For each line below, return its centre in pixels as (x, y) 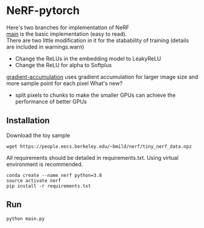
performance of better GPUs (51, 102)
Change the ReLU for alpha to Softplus (63, 65)
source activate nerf (34, 181)
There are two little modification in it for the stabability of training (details (98, 40)
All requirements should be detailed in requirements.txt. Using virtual (92, 157)
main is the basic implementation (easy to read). (67, 33)
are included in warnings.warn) (45, 47)
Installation (28, 121)
